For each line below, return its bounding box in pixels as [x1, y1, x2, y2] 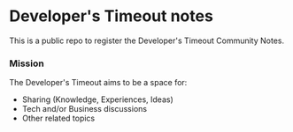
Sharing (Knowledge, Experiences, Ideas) [21, 94, 174, 105]
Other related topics [21, 113, 96, 124]
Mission [9, 57, 44, 70]
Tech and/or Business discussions [21, 104, 148, 114]
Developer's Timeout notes [9, 6, 214, 26]
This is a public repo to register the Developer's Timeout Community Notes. [9, 35, 285, 46]
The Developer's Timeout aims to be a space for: [9, 77, 188, 88]
